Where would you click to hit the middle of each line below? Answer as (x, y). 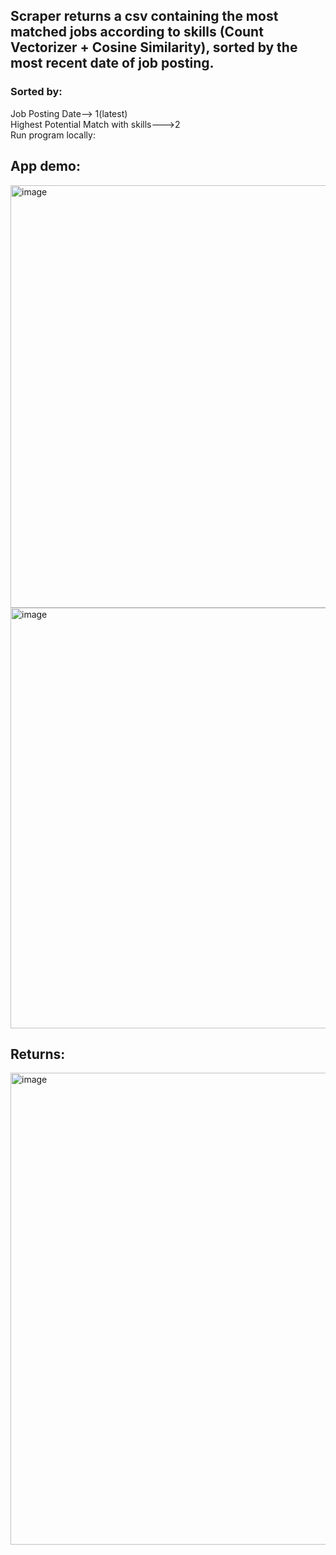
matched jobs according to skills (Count (137, 32)
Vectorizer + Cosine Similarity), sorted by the (154, 47)
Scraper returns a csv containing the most (144, 16)
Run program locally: (53, 135)
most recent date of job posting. (112, 63)
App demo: (45, 166)
